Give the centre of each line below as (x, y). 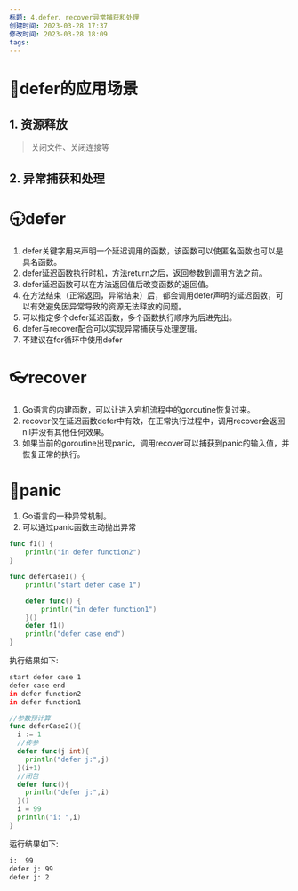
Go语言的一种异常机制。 (66, 516)
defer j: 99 (31, 869)
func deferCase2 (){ (45, 726)
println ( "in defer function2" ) (83, 552)
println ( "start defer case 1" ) (83, 585)
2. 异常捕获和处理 (57, 178)
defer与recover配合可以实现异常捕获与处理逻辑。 (112, 328)
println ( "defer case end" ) (75, 634)
